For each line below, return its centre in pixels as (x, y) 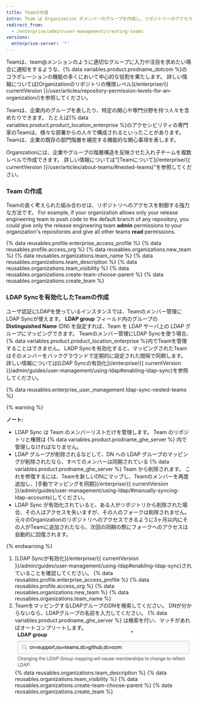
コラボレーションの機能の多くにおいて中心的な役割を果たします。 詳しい (94, 76)
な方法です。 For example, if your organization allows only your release (92, 213)
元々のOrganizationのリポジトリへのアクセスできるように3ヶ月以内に (99, 519)
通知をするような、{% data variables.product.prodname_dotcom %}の (102, 69)
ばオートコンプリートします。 (50, 627)
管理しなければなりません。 (48, 446)
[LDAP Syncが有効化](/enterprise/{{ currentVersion (77, 558)
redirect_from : (25, 25)
